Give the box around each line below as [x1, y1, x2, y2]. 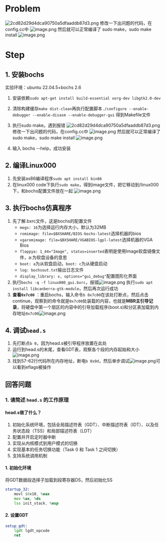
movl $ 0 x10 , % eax [14, 491, 50, 496]
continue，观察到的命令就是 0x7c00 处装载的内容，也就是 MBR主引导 [12, 298, 149, 304]
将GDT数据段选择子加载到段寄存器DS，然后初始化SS [5, 477, 113, 483]
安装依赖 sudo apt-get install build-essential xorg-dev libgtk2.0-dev [12, 95, 161, 101]
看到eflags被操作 [16, 364, 52, 370]
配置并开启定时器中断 [12, 434, 56, 440]
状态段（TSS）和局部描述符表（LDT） [16, 428, 95, 434]
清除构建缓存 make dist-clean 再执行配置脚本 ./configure [12, 105, 127, 111]
